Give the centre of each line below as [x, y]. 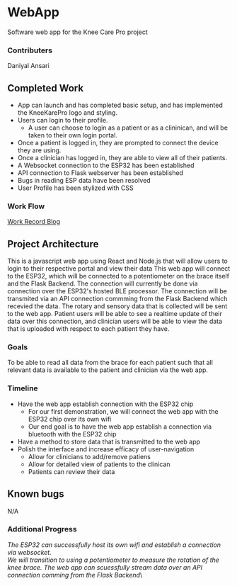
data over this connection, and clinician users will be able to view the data [115, 321]
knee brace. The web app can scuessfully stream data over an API [105, 567]
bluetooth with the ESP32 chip [72, 434]
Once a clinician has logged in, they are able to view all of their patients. [122, 158]
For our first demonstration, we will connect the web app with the [123, 411]
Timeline [23, 388]
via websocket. [29, 552]
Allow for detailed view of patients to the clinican [99, 464]
